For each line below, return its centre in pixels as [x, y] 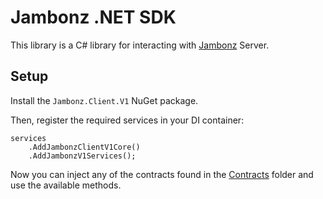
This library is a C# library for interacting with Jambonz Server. [140, 45]
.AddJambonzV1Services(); [82, 156]
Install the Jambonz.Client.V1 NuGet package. [104, 100]
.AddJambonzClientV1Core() [84, 147]
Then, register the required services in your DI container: [127, 120]
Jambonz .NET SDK [93, 17]
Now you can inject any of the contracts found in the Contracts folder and [162, 174]
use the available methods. [66, 185]
